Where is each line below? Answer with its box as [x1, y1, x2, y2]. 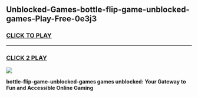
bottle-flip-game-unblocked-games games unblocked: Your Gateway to [6, 78, 186, 85]
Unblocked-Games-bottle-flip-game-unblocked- [6, 5, 190, 15]
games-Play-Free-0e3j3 [6, 14, 97, 24]
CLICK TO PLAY [6, 32, 52, 40]
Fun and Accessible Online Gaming [6, 84, 94, 91]
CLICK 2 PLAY [6, 53, 47, 62]
